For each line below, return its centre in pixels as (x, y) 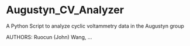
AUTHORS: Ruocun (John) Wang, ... (49, 37)
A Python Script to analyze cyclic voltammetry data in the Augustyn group (95, 26)
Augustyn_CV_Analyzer (65, 10)
